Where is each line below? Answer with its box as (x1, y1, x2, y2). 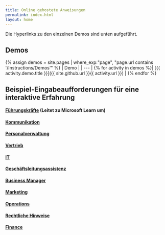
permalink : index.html (5, 12, 54, 17)
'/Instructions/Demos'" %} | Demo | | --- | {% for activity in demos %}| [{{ (5, 65, 160, 71)
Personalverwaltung (5, 131, 50, 137)
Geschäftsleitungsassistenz (5, 166, 66, 172)
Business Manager (5, 177, 46, 183)
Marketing (5, 189, 28, 195)
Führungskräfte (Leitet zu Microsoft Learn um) (5, 107, 106, 113)
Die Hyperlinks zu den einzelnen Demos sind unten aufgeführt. (5, 31, 138, 37)
